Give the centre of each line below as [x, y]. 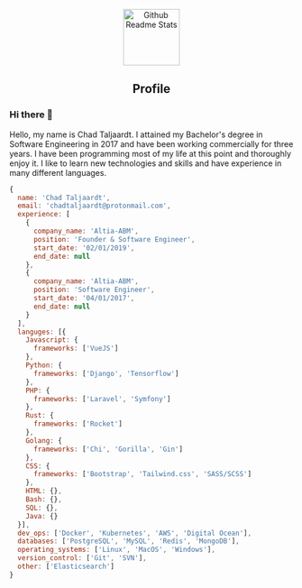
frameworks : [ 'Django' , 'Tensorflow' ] [106, 373]
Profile [151, 89]
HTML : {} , [44, 492]
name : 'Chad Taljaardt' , [64, 198]
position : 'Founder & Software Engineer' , [114, 239]
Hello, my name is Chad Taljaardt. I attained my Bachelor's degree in [136, 134]
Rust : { [40, 416]
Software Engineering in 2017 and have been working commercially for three [151, 143]
